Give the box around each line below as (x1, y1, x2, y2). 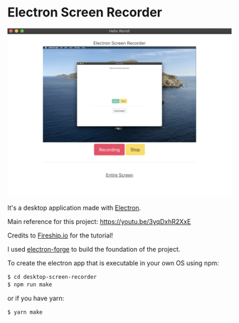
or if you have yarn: (7, 294, 65, 302)
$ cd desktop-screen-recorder (7, 273, 97, 280)
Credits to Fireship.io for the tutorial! (7, 231, 114, 240)
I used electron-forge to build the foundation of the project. (7, 245, 181, 253)
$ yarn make (7, 308, 43, 316)
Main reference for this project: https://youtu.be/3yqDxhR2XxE (7, 217, 191, 225)
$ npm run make (7, 281, 53, 288)
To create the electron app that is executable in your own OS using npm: (7, 258, 219, 267)
